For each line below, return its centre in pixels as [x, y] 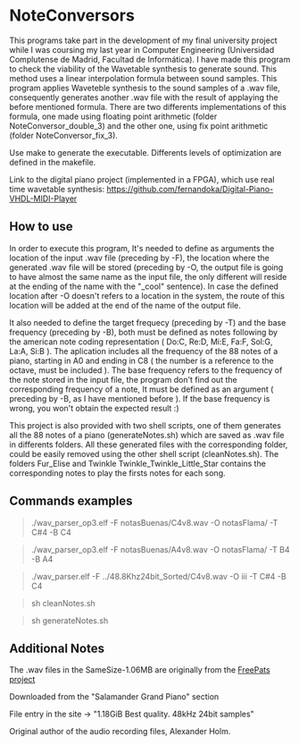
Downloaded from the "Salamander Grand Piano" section [114, 697]
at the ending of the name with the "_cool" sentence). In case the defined [144, 286]
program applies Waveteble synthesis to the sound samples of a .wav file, [145, 88]
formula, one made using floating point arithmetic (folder [113, 116]
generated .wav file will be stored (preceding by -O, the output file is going [146, 267]
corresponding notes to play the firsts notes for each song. [117, 473]
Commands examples [71, 501]
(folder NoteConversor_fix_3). [64, 135]
